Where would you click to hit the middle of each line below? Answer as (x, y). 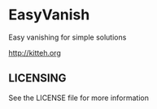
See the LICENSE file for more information (78, 98)
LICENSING (37, 78)
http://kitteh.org (35, 52)
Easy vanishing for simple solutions (68, 37)
